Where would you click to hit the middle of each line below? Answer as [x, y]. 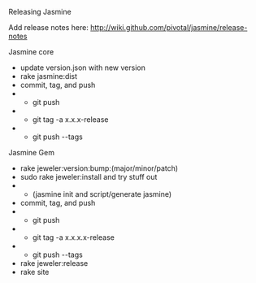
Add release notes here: [49, 27]
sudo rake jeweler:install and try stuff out [89, 177]
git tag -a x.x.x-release [70, 120]
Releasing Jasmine [40, 12]
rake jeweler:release [54, 263]
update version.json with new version [83, 67]
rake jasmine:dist [49, 76]
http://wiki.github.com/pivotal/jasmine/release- [169, 27]
